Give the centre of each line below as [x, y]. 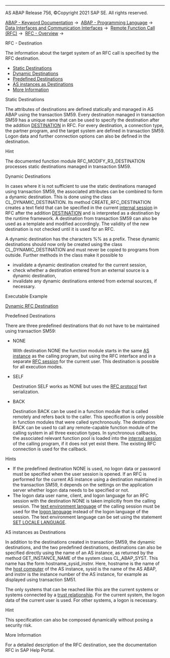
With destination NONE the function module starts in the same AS [81, 351]
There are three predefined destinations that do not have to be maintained [82, 325]
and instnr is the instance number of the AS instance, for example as [77, 574]
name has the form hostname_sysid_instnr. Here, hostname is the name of [82, 563]
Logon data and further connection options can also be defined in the [78, 136]
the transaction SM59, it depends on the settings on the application [83, 485]
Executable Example [27, 296]
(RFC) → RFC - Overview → [35, 33]
